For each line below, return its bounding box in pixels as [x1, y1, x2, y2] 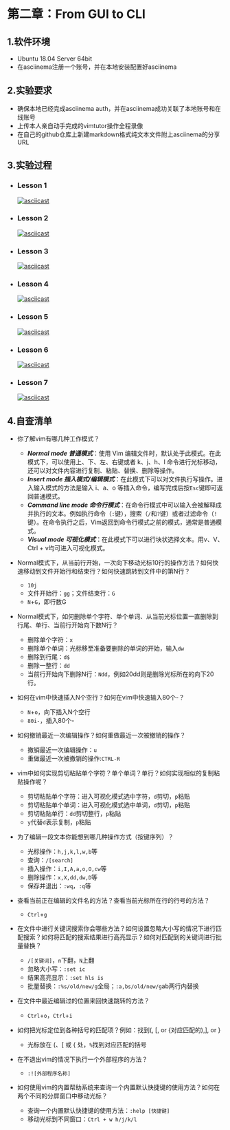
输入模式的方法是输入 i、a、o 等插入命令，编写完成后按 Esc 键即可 [33, 483, 218, 492]
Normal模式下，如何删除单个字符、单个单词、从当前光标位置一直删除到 [16, 612, 218, 620]
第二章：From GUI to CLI [7, 6, 146, 22]
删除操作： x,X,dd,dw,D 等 [27, 873, 98, 881]
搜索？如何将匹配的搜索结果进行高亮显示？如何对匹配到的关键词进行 [23, 933, 216, 941]
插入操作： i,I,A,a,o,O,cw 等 [27, 865, 107, 873]
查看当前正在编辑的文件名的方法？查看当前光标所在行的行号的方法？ [16, 897, 210, 905]
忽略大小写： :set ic [27, 965, 86, 973]
